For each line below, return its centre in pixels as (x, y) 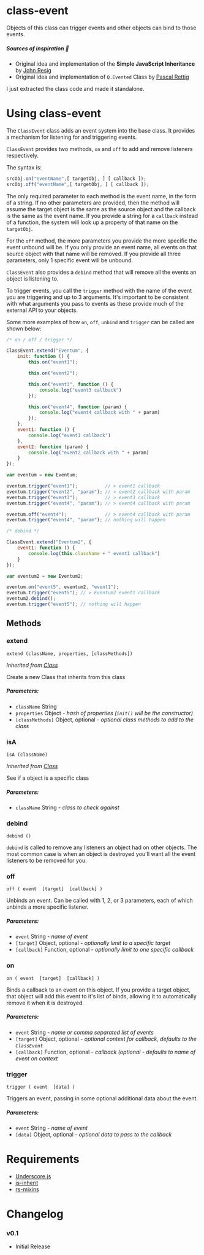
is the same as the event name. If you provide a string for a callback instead (102, 216)
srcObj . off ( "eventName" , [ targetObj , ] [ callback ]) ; (78, 184)
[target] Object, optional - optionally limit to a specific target (93, 943)
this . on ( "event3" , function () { (71, 384)
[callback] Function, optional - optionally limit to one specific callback (104, 950)
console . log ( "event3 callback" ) (80, 390)
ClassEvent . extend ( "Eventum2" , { (49, 542)
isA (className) (27, 755)
